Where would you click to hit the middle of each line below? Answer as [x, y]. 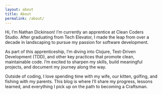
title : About [18, 14]
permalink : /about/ [25, 18]
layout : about [19, 9]
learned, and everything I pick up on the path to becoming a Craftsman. [76, 87]
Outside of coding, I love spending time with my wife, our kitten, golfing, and [81, 76]
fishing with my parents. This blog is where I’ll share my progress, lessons [79, 81]
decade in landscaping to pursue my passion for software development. [77, 42]
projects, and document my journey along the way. [56, 67]
